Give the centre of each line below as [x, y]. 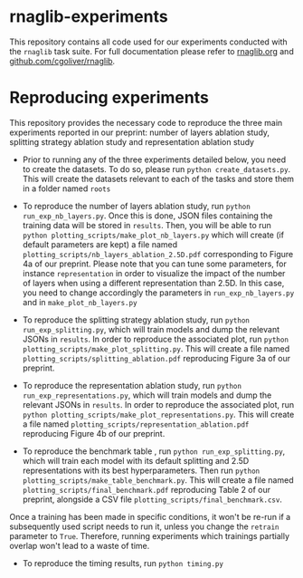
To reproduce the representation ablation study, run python [132, 385]
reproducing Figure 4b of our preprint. [94, 433]
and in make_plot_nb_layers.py [80, 302]
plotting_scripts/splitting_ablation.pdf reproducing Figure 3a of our [156, 358]
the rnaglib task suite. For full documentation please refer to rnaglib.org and [151, 51]
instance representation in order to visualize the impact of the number [154, 273]
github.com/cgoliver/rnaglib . [62, 61]
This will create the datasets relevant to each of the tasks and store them [158, 178]
